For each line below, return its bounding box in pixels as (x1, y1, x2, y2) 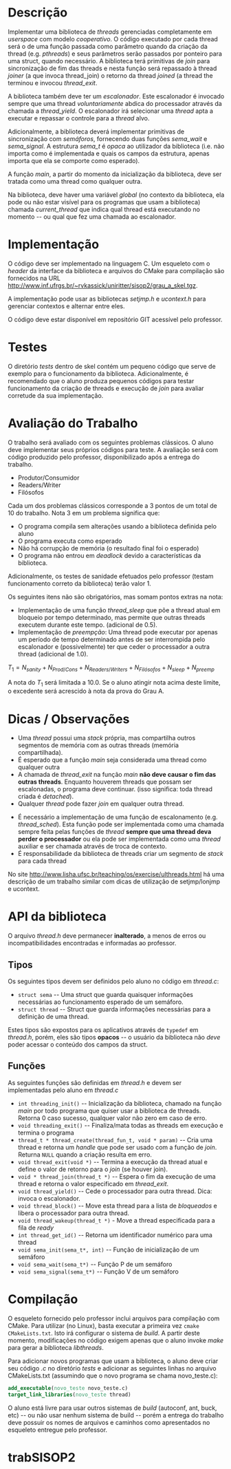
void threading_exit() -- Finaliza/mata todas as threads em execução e (17, 1121, 223, 1129)
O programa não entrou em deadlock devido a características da (17, 551, 201, 559)
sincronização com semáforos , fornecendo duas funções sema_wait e (8, 134, 208, 142)
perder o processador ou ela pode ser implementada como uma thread (17, 835, 221, 844)
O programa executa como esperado (17, 537, 122, 545)
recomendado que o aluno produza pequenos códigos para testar (8, 376, 195, 385)
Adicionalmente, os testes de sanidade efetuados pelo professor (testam (8, 572, 214, 580)
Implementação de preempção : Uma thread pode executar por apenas (17, 628, 219, 636)
